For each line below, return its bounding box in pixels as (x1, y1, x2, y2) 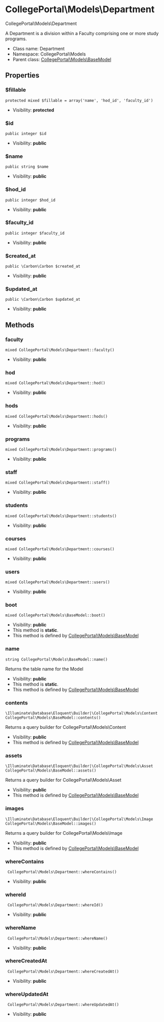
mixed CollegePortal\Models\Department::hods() (5, 414, 108, 419)
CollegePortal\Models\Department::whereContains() (7, 869, 117, 874)
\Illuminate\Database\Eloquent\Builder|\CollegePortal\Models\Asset (5, 763, 153, 769)
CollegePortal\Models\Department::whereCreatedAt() (7, 969, 119, 974)
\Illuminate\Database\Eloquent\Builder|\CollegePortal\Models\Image (5, 816, 153, 821)
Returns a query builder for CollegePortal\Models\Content (5, 724, 126, 730)
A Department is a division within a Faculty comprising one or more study (5, 30, 159, 36)
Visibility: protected (12, 107, 54, 113)
